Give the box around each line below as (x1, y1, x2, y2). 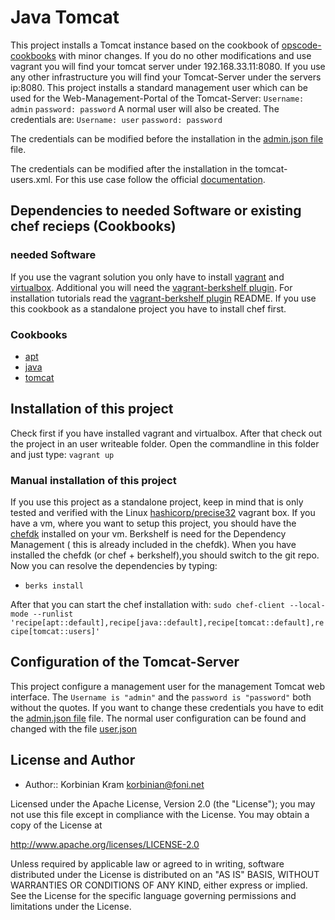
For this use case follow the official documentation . (54, 173, 266, 185)
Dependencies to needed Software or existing (10, 202, 302, 220)
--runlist (32, 609, 74, 620)
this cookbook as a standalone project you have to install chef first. (10, 302, 287, 315)
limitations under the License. (10, 900, 132, 912)
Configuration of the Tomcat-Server (10, 654, 240, 671)
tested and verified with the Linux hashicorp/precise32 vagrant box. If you (10, 507, 316, 519)
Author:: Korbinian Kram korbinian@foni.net (24, 778, 205, 790)
